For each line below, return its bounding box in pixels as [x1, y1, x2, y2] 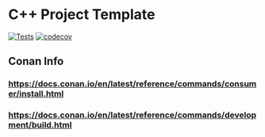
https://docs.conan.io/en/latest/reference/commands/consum [8, 78, 257, 89]
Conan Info [8, 55, 64, 68]
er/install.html [8, 89, 64, 100]
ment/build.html [8, 120, 72, 131]
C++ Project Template [8, 6, 156, 24]
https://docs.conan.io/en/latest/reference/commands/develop [8, 109, 256, 120]
